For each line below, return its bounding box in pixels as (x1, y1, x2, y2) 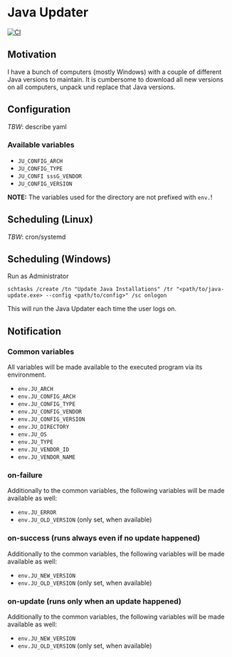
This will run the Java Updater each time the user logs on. (7, 305, 176, 313)
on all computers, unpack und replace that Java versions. (7, 83, 176, 91)
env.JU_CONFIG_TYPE (17, 401, 76, 408)
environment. (7, 370, 46, 379)
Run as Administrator (7, 272, 69, 280)
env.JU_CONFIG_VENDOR (17, 408, 82, 416)
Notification (7, 325, 62, 337)
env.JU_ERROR (17, 509, 57, 516)
